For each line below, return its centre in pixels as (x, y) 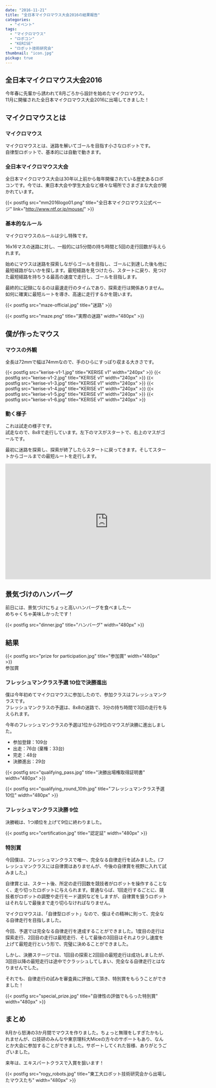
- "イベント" (22, 24)
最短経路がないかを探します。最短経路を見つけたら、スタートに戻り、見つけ (86, 270)
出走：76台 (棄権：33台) (38, 749)
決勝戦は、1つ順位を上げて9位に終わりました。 (55, 822)
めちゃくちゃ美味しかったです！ (39, 614)
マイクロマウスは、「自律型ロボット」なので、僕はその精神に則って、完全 (83, 914)
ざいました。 (19, 1051)
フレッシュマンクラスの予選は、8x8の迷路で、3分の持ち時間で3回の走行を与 (86, 708)
